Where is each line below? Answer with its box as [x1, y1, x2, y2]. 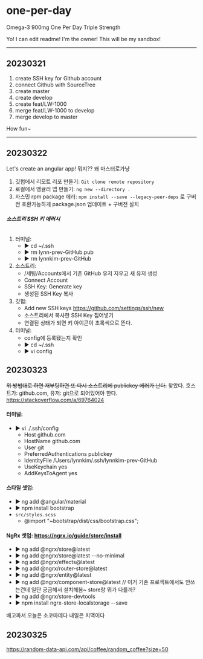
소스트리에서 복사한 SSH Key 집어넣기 [24, 311, 114, 319]
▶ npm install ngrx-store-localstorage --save [14, 599, 128, 606]
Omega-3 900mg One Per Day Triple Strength [6, 24, 121, 31]
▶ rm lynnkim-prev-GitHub [24, 255, 92, 262]
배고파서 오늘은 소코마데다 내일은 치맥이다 [6, 612, 105, 619]
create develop [14, 94, 53, 101]
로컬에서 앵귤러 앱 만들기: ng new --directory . [14, 185, 131, 192]
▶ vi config [24, 347, 53, 354]
